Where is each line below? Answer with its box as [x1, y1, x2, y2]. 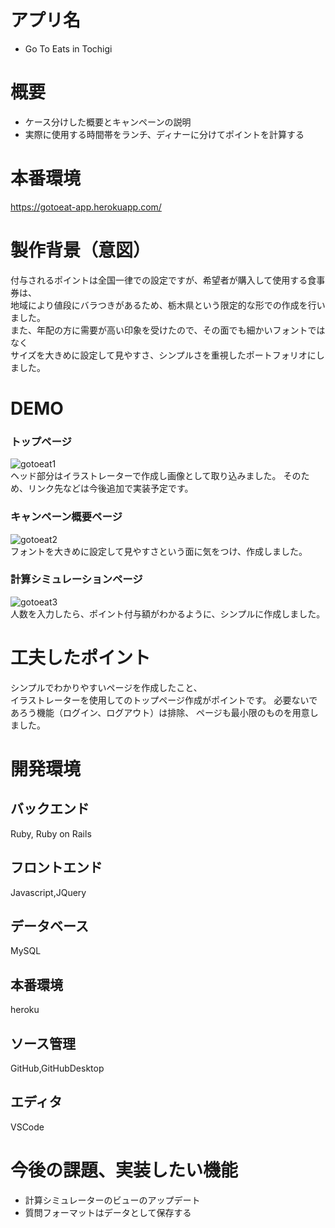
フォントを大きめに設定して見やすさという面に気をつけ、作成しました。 [10, 545, 308, 557]
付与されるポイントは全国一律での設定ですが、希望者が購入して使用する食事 [10, 274, 326, 286]
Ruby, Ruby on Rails [10, 827, 92, 840]
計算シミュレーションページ [10, 572, 143, 586]
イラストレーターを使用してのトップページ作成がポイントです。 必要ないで [10, 694, 318, 706]
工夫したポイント [10, 647, 152, 670]
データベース [10, 917, 89, 935]
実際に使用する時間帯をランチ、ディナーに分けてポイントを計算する [24, 128, 305, 140]
